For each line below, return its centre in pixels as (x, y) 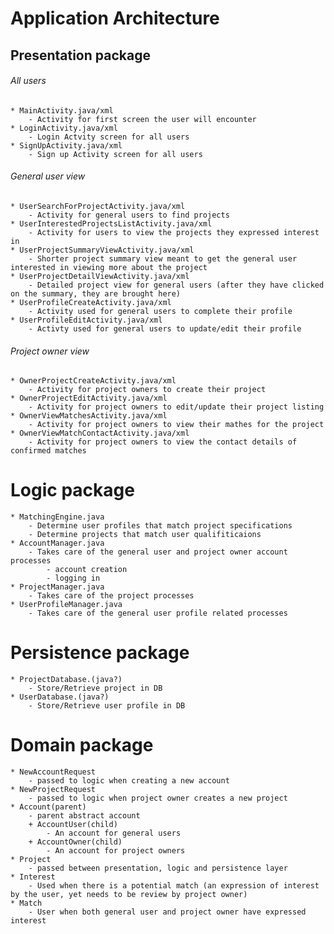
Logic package (72, 490)
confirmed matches (48, 451)
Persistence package (100, 653)
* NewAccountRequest (53, 772)
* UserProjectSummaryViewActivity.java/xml (102, 250)
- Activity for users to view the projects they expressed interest (174, 232)
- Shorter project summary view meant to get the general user (163, 258)
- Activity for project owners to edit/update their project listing (176, 407)
